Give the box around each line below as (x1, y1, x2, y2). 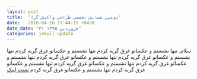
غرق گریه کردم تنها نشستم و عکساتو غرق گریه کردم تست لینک (7, 66, 145, 73)
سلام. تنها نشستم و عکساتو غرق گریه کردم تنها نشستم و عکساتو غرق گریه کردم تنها (7, 47, 192, 54)
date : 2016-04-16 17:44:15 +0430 (7, 20, 95, 26)
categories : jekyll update (7, 31, 74, 37)
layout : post (7, 8, 39, 15)
